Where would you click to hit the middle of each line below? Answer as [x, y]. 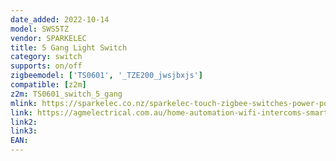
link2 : [24, 122]
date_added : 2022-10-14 [60, 19]
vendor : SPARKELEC [48, 38]
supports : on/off [46, 66]
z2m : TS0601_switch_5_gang [66, 94]
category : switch [46, 57]
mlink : [24, 103]
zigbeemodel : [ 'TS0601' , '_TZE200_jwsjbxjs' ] [106, 76]
